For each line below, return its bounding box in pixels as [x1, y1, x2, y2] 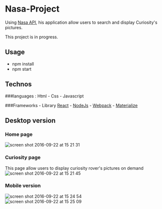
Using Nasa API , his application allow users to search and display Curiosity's [5, 19, 158, 25]
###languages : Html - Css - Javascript [5, 93, 84, 99]
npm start [12, 66, 31, 72]
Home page [5, 131, 33, 138]
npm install [12, 61, 34, 66]
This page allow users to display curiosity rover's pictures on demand [5, 165, 144, 171]
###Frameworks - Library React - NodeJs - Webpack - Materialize [5, 102, 138, 108]
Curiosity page [5, 154, 41, 161]
